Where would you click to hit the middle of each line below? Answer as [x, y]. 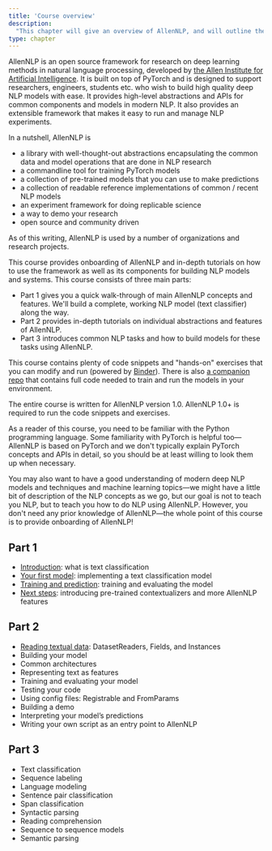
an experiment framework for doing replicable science [110, 205]
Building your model [53, 655]
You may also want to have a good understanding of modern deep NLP [127, 479]
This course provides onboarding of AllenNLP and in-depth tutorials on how [135, 262]
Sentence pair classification [66, 795]
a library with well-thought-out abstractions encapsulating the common [139, 153]
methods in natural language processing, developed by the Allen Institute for [136, 71]
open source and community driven [79, 222]
